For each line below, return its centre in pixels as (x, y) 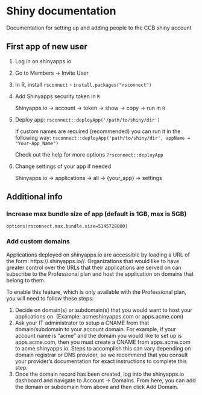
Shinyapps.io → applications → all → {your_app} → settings (88, 178)
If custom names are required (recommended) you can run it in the (98, 131)
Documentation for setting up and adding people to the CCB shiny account (99, 28)
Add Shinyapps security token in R (58, 96)
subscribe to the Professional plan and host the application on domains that (100, 274)
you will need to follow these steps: (50, 298)
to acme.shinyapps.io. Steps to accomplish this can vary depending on (103, 348)
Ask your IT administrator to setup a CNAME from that (82, 323)
